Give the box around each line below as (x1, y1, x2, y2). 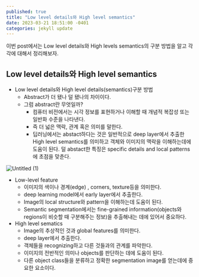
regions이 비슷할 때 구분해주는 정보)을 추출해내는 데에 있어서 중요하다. (23, 213, 187, 220)
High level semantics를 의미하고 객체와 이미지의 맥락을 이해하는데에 (32, 138, 191, 145)
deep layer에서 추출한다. (23, 235, 82, 242)
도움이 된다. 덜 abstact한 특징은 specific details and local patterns (32, 145, 190, 152)
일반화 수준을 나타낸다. (32, 116, 86, 123)
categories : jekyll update (6, 25, 73, 32)
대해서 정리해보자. (17, 50, 59, 57)
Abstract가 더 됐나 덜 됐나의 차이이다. (23, 94, 111, 101)
